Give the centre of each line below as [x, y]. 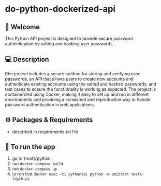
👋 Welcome [22, 27]
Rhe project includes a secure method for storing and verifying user [73, 73]
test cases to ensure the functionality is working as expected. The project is [80, 89]
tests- [137, 174]
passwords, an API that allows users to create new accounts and [69, 79]
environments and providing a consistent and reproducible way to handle [78, 99]
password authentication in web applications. [50, 104]
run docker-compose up [34, 169]
